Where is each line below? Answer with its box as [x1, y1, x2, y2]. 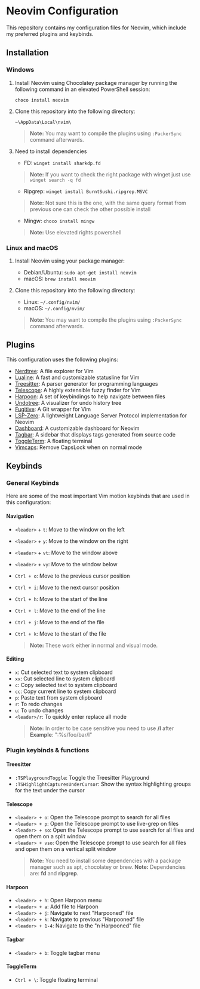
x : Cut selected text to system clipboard [14, 669, 113, 676]
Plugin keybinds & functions [6, 746, 90, 754]
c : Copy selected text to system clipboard [14, 681, 118, 688]
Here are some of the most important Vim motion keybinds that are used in [6, 492, 190, 500]
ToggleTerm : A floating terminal [14, 437, 93, 444]
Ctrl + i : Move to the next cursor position [14, 584, 119, 591]
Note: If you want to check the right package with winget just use [29, 170, 191, 178]
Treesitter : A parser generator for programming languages [14, 380, 158, 387]
